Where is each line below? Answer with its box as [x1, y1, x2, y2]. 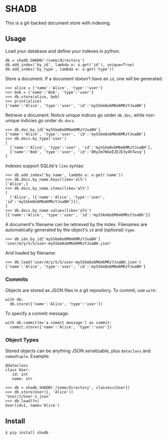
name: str [12, 376, 33, 382]
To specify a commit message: [5, 310, 69, 317]
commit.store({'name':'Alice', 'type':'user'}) [10, 325, 112, 330]
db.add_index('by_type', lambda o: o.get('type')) [5, 66, 114, 71]
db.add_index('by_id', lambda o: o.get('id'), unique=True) [5, 62, 135, 67]
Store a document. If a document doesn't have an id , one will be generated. [5, 76, 163, 82]
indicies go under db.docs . [20, 117, 75, 123]
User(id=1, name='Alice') [5, 403, 60, 408]
